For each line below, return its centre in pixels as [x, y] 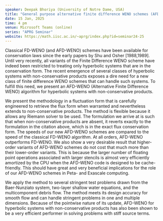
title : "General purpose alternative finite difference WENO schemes [77, 14]
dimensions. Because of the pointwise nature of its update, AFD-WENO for [80, 203]
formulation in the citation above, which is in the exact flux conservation [77, 126]
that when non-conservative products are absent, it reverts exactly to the [78, 121]
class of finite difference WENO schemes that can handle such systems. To [80, 81]
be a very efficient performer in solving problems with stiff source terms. [78, 213]
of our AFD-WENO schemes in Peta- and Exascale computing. [67, 173]
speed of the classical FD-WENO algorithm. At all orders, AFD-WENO [74, 137]
